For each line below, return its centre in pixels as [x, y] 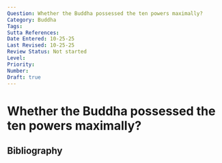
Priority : [21, 64]
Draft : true [24, 77]
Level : [16, 58]
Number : [18, 71]
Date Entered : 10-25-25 [41, 39]
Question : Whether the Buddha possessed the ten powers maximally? [105, 13]
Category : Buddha [32, 20]
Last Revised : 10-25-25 [41, 45]
